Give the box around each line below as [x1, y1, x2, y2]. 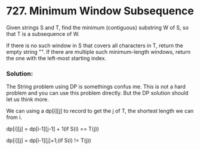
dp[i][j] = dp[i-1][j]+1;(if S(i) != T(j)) [6, 137, 91, 144]
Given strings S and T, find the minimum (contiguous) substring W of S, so [6, 24, 189, 31]
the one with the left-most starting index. [6, 54, 106, 62]
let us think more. [6, 96, 49, 103]
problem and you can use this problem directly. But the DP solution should [6, 90, 189, 97]
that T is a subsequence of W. [6, 30, 79, 37]
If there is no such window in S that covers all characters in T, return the [6, 42, 183, 49]
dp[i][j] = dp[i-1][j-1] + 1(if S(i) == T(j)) [6, 125, 100, 133]
